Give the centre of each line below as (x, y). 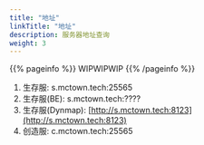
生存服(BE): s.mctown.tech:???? (82, 99)
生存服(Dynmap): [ (57, 111)
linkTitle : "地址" (43, 26)
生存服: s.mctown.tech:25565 (78, 88)
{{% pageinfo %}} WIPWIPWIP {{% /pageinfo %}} (102, 69)
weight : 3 (28, 43)
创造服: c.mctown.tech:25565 (78, 131)
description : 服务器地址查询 (60, 34)
